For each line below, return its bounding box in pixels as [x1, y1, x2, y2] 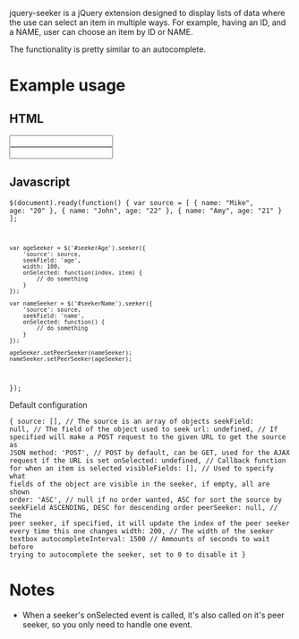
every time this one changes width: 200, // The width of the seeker [9, 526, 275, 536]
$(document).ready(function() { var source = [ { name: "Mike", [9, 198, 254, 207]
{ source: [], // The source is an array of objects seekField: [9, 417, 254, 426]
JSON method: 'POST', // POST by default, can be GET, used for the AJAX [9, 448, 291, 457]
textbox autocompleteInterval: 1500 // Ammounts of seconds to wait [9, 534, 270, 543]
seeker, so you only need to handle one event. [21, 618, 192, 630]
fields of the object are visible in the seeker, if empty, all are [9, 479, 270, 488]
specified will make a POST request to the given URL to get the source [9, 432, 286, 442]
